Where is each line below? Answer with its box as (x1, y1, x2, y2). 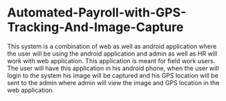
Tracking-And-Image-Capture (7, 19, 184, 35)
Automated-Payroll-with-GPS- (7, 5, 187, 21)
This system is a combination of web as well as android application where (7, 42, 217, 50)
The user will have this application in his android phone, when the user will (7, 64, 219, 72)
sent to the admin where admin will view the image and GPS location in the (7, 78, 220, 87)
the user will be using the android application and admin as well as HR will (7, 49, 218, 58)
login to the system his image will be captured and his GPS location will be (7, 71, 219, 80)
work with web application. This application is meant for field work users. (7, 56, 216, 65)
